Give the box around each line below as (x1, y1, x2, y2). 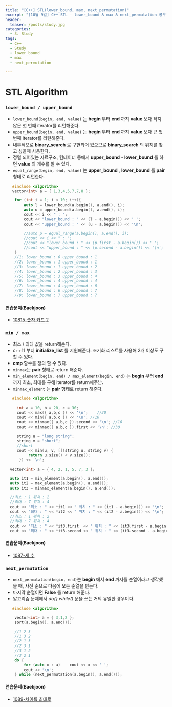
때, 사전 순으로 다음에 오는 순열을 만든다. (18, 582, 99, 589)
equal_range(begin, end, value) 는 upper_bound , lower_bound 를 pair (12, 167, 165, 173)
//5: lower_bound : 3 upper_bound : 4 (14, 274, 97, 279)
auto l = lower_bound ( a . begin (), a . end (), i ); (24, 203, 125, 208)
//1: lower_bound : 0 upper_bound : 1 (14, 255, 97, 260)
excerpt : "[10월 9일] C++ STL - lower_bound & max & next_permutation (5, 12, 157, 17)
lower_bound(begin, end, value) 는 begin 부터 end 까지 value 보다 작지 (12, 116, 162, 122)
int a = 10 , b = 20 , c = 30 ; (16, 406, 79, 411)
